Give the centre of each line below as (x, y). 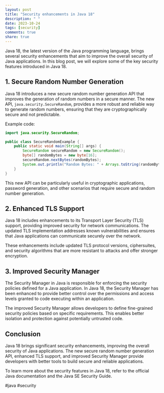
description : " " (23, 19)
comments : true (20, 32)
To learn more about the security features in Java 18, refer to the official (77, 371)
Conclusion (23, 334)
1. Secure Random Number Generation (64, 82)
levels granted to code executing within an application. (60, 299)
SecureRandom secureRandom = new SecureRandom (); (74, 151)
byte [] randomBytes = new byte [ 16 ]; (60, 155)
